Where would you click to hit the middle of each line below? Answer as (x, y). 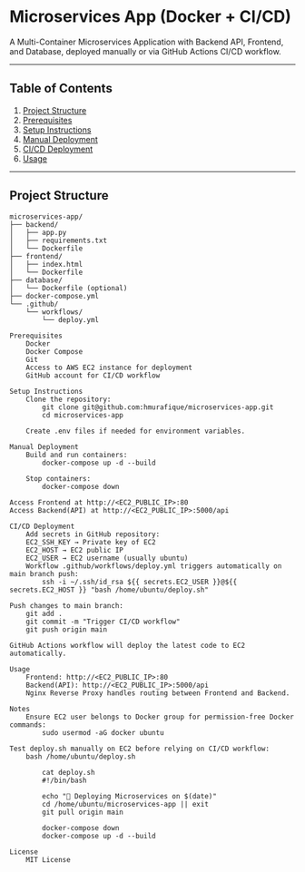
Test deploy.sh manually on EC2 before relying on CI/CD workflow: (140, 749)
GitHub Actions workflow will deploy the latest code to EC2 (128, 645)
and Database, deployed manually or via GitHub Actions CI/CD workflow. (145, 51)
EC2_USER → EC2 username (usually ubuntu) (107, 558)
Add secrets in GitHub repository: (93, 534)
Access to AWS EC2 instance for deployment (109, 367)
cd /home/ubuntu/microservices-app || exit (125, 804)
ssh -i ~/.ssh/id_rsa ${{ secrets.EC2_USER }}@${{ (140, 582)
